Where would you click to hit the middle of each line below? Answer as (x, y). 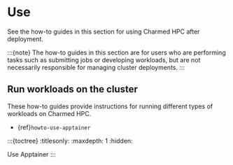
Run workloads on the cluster (73, 89)
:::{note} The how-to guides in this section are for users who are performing (116, 52)
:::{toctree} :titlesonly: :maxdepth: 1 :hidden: (70, 141)
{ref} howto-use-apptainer (54, 127)
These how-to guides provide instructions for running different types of (110, 106)
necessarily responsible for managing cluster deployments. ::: (96, 67)
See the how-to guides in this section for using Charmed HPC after (104, 31)
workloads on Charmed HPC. (49, 113)
